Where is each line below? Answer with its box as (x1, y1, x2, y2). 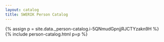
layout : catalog (5, 7, 39, 12)
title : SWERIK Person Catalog (5, 12, 68, 17)
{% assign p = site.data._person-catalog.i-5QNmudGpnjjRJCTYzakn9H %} (5, 25, 159, 31)
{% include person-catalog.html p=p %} (5, 31, 88, 37)
